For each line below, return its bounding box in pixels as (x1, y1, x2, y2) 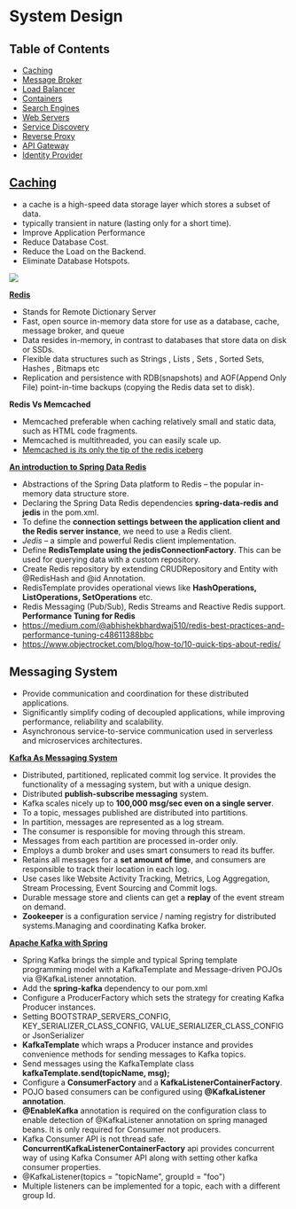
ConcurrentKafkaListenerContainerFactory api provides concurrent (21, 1143, 275, 1153)
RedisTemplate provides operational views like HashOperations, (21, 582, 257, 593)
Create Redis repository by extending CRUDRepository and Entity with (21, 563, 278, 573)
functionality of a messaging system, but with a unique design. (21, 778, 252, 790)
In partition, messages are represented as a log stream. (21, 816, 224, 827)
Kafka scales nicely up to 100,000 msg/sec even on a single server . (21, 798, 275, 808)
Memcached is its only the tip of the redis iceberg (21, 444, 204, 455)
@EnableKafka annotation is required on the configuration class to (21, 1105, 268, 1116)
